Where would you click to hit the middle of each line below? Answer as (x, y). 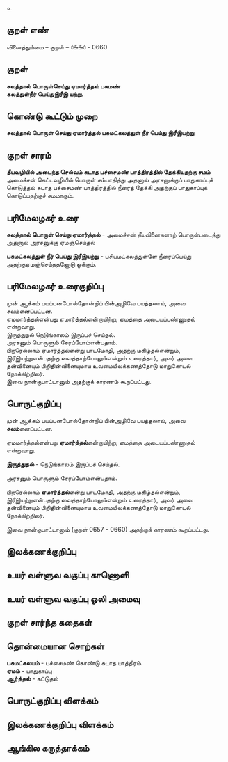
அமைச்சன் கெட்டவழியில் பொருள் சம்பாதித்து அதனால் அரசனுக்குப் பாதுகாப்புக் (110, 180)
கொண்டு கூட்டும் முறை (52, 117)
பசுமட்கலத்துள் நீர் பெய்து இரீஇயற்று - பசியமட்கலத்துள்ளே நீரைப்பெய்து (99, 256)
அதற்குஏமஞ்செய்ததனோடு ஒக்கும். (51, 264)
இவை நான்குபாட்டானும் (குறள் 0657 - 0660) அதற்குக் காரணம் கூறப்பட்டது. (108, 529)
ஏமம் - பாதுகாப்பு (29, 671)
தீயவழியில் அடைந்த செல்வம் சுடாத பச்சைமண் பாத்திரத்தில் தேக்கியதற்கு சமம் (108, 172)
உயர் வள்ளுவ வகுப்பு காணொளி (68, 575)
